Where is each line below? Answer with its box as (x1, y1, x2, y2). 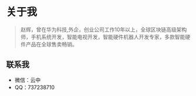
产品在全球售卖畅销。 (25, 41, 77, 48)
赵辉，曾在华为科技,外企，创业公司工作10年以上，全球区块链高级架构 (20, 26, 187, 33)
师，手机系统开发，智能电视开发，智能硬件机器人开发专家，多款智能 (20, 33, 185, 40)
